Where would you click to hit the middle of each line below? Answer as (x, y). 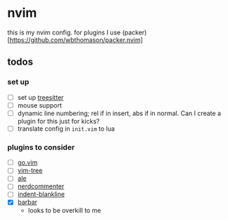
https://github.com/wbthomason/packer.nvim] (76, 39)
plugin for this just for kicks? (58, 121)
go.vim (27, 162)
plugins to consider (41, 147)
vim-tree (30, 171)
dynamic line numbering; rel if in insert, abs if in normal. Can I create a (119, 113)
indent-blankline (41, 194)
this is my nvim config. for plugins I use (64, 32)
